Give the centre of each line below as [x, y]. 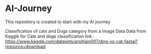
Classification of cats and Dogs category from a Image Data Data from [75, 31]
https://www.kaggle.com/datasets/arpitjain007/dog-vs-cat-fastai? [71, 41]
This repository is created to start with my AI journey [58, 22]
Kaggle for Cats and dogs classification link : [50, 36]
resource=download [25, 46]
